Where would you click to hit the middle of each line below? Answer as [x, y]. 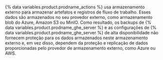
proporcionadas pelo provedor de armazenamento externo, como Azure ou [80, 48]
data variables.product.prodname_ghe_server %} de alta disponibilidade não [82, 33]
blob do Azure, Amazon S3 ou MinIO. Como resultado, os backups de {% [78, 22]
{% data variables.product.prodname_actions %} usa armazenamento [75, 7]
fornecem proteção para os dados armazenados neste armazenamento [77, 38]
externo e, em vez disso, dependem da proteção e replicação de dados [77, 43]
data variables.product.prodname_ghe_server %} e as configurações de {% [81, 28]
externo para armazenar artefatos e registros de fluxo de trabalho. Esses [78, 12]
